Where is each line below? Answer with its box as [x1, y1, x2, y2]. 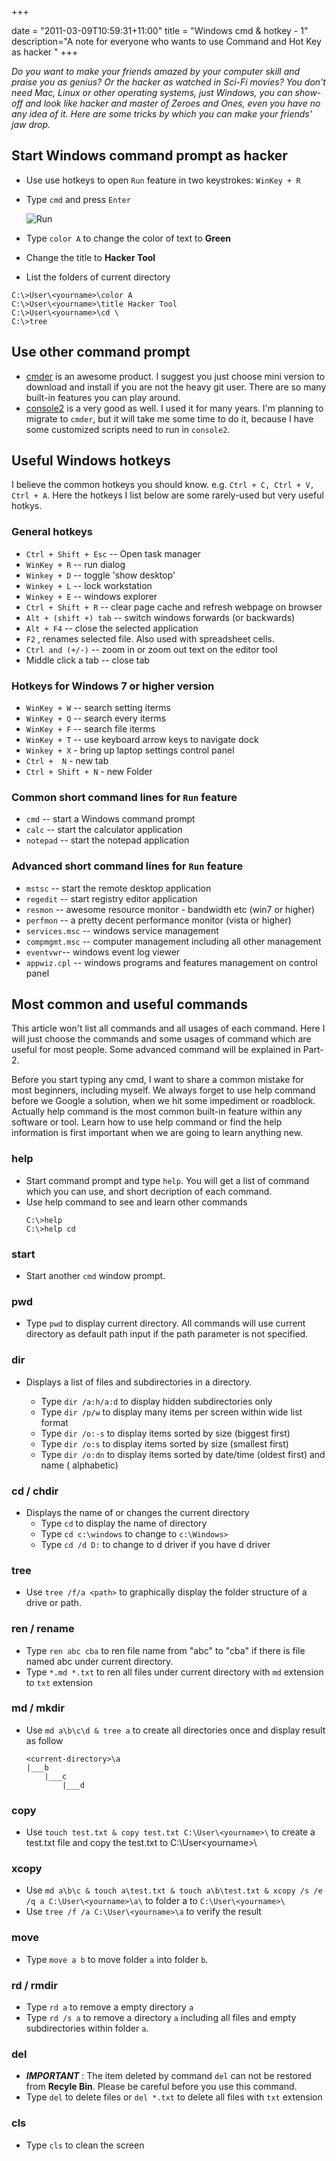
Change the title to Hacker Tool [25, 251, 156, 263]
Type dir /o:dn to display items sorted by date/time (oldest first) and [40, 1448, 326, 1460]
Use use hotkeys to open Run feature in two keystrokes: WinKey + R [25, 174, 301, 186]
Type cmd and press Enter [25, 193, 131, 205]
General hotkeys [11, 525, 94, 539]
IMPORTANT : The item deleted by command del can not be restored [25, 2070, 312, 2082]
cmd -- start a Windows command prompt [25, 813, 196, 825]
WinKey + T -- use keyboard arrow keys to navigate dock [25, 734, 259, 746]
